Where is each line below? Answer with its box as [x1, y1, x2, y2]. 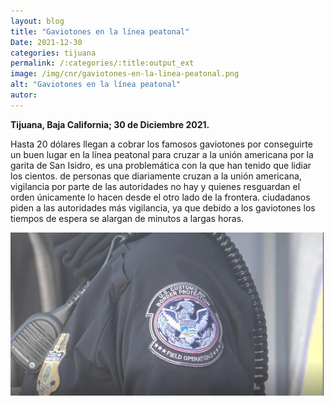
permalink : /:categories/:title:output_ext [10, 58, 195, 69]
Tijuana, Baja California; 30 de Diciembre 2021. [10, 118, 210, 130]
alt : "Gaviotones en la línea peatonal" [10, 80, 182, 90]
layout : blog [10, 16, 65, 26]
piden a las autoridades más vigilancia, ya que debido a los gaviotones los [10, 201, 316, 214]
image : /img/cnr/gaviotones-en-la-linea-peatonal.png [10, 69, 240, 79]
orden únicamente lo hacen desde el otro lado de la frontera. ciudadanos [10, 191, 311, 203]
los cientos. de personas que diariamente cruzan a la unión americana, [10, 170, 302, 182]
